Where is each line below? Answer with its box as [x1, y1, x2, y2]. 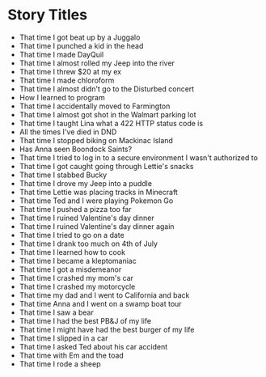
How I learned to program [19, 92, 106, 102]
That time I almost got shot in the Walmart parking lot [19, 109, 196, 119]
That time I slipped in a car [19, 333, 108, 343]
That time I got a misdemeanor [19, 265, 122, 274]
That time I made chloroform [19, 75, 115, 85]
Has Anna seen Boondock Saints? [19, 144, 133, 154]
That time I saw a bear [19, 307, 94, 317]
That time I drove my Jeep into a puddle [19, 178, 153, 188]
